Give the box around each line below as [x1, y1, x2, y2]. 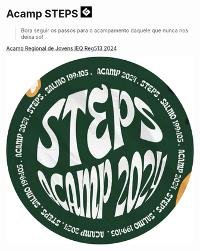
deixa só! [20, 33, 43, 40]
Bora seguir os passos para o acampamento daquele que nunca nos [20, 27, 189, 34]
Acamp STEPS [6, 7, 79, 21]
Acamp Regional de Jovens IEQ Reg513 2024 [6, 45, 117, 52]
